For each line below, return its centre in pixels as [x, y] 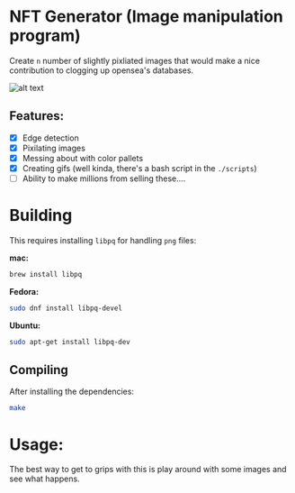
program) [45, 36]
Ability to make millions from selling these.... [104, 178]
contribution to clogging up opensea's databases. [102, 70]
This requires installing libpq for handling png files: [103, 240]
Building [41, 216]
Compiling [39, 370]
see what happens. [45, 479]
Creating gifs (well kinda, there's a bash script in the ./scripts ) [139, 168]
